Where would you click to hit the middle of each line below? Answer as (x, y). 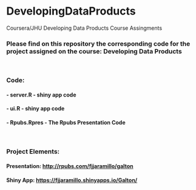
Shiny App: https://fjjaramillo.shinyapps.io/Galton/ (72, 180)
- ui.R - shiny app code (35, 109)
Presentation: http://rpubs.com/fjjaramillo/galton (70, 166)
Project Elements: (33, 152)
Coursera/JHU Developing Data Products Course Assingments (84, 28)
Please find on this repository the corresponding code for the (98, 44)
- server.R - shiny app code (41, 95)
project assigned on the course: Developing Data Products (94, 51)
